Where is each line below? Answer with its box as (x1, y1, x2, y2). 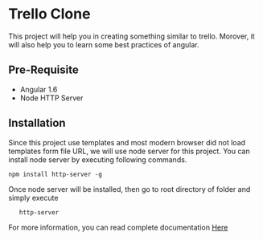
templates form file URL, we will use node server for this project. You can (8, 146, 251, 156)
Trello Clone (8, 5, 91, 23)
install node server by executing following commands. (8, 154, 187, 165)
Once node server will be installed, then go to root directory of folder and (8, 184, 251, 193)
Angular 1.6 (19, 84, 58, 94)
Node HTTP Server (19, 93, 84, 103)
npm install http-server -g (8, 170, 103, 178)
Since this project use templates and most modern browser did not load (8, 137, 246, 147)
